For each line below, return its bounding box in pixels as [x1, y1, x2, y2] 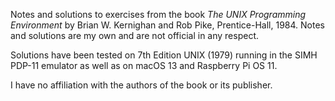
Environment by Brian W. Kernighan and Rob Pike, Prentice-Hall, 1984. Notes [10, 19, 325, 31]
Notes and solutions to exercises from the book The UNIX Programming [10, 9, 307, 20]
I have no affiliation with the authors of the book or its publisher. [10, 79, 273, 91]
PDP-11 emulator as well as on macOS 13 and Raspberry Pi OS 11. [10, 60, 278, 71]
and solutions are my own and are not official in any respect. [10, 30, 260, 41]
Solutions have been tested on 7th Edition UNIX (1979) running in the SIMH [10, 49, 318, 61]
